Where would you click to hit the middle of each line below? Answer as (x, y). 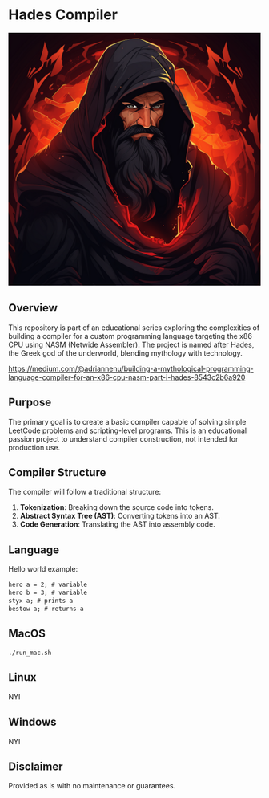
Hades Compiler (63, 15)
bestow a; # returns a (46, 609)
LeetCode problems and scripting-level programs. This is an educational (127, 430)
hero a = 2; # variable (48, 585)
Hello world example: (43, 569)
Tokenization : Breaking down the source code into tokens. (116, 507)
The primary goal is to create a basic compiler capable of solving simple (127, 421)
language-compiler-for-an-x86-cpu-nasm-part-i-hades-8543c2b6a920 (127, 377)
